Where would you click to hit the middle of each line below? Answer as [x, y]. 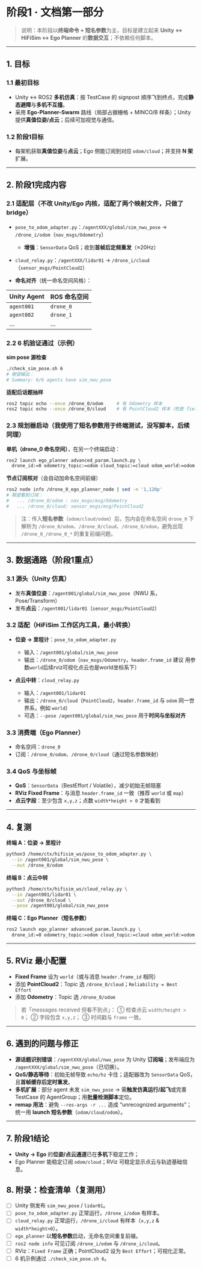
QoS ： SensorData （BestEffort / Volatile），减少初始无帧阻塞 [88, 786]
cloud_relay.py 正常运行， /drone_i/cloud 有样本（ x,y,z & [87, 1220]
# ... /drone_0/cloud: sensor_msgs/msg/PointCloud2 [75, 506]
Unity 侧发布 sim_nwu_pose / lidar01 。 [62, 1205]
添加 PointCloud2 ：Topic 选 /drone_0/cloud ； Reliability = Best [96, 984]
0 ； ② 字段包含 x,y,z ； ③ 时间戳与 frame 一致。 [83, 1017]
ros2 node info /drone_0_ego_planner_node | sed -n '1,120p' [84, 489]
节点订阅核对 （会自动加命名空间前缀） [54, 478]
